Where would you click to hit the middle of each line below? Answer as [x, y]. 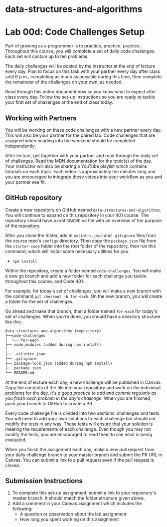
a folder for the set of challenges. [39, 301]
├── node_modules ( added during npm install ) [53, 345]
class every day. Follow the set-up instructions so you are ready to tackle [80, 97]
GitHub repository [34, 198]
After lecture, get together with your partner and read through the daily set [82, 155]
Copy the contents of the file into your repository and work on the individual [83, 387]
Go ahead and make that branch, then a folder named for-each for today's [82, 311]
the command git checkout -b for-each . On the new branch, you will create [84, 296]
